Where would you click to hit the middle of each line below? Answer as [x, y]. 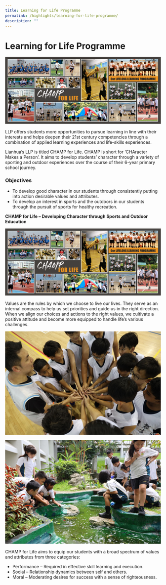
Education [16, 222]
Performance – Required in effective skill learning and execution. [78, 567]
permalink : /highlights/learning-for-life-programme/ [62, 16]
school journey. [21, 167]
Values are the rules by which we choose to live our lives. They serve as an [82, 303]
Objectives [19, 180]
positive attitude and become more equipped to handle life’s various [74, 319]
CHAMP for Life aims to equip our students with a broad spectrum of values [82, 552]
